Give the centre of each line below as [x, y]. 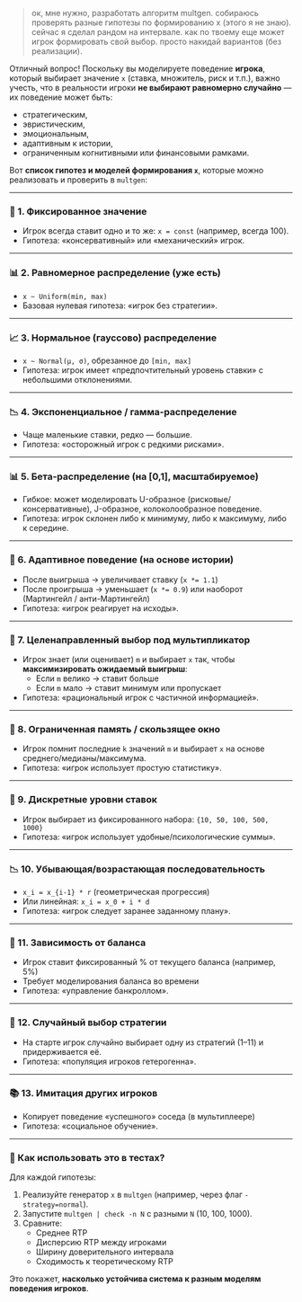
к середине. [45, 528]
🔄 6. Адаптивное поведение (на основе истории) [122, 560]
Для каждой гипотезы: [53, 1177]
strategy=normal [53, 1205]
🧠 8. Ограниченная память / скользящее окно [115, 729]
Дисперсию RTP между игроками [101, 1243]
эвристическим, [53, 124]
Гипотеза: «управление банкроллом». [95, 991]
